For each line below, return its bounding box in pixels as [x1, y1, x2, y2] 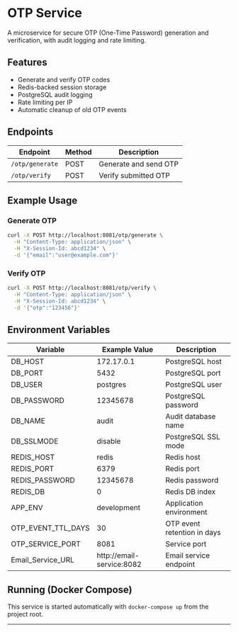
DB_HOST [11, 356, 45, 366]
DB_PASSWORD [11, 395, 65, 405]
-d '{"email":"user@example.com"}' [13, 252, 119, 259]
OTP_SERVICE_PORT [11, 539, 81, 549]
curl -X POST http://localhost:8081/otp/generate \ [7, 232, 163, 239]
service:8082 [96, 560, 142, 570]
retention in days [165, 528, 221, 538]
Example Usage [7, 194, 78, 206]
